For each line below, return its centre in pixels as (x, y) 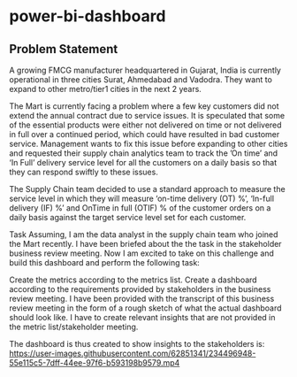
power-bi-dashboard (88, 16)
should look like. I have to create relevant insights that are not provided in (142, 317)
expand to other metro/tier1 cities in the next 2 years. (105, 89)
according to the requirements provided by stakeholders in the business (140, 289)
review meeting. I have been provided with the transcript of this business (142, 299)
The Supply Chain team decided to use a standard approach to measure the (147, 189)
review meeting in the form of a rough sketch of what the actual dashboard (145, 308)
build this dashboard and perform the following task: (105, 262)
